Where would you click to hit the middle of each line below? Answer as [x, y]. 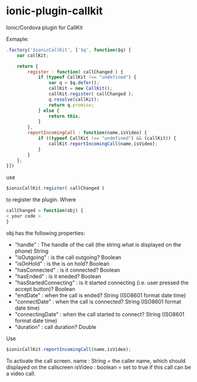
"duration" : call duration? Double [55, 327]
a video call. [21, 373]
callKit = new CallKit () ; [80, 88]
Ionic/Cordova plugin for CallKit [45, 27]
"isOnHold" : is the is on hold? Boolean [62, 263]
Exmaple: [18, 39]
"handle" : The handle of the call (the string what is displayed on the [98, 244]
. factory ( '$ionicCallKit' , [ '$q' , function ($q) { [69, 50]
